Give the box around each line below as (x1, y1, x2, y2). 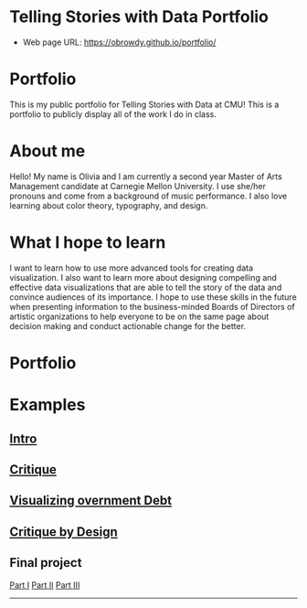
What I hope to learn (9, 232, 166, 252)
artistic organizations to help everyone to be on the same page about (9, 311, 270, 322)
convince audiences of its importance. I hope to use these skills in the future (9, 291, 297, 303)
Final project (9, 555, 82, 571)
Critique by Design (9, 524, 118, 539)
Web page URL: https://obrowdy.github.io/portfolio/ (22, 37, 217, 48)
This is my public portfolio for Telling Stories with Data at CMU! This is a (9, 99, 280, 110)
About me (9, 141, 86, 162)
